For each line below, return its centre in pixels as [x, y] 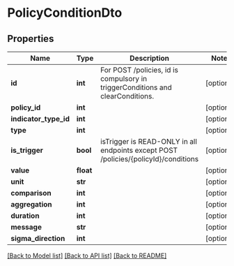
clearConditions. [127, 96]
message [26, 227]
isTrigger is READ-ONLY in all [148, 141]
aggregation [31, 204]
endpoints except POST [139, 150]
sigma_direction [38, 238]
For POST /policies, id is [139, 70]
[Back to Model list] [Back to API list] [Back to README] [87, 256]
